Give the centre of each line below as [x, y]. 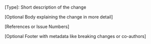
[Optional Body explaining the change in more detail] [59, 17]
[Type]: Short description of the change [45, 7]
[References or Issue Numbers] [37, 26]
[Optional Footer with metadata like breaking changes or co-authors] [75, 36]
